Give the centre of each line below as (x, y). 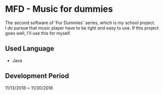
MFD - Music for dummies (59, 9)
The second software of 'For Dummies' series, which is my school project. (80, 23)
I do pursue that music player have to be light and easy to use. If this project (82, 28)
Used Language (30, 48)
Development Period (37, 76)
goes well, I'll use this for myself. (38, 33)
